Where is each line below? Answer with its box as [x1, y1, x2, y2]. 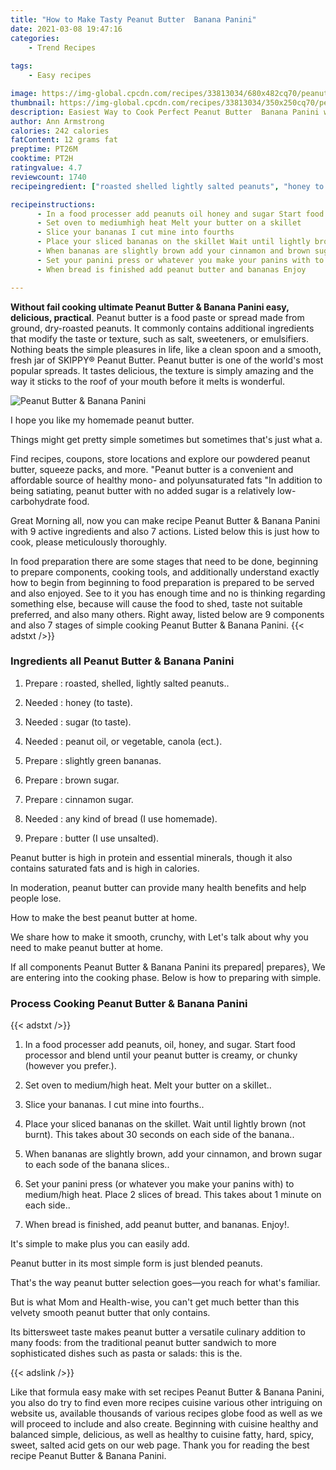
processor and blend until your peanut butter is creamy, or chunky [24, 1049, 298, 1061]
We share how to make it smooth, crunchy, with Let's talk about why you [10, 931, 309, 943]
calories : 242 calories [10, 126, 110, 136]
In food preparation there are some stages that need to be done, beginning [10, 555, 319, 567]
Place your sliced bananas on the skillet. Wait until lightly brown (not [24, 1118, 307, 1130]
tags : [10, 61, 33, 71]
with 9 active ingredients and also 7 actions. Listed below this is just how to [10, 525, 320, 537]
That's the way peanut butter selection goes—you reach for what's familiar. [10, 1277, 321, 1289]
